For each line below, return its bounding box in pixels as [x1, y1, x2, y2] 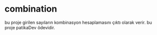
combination [4, 3, 57, 15]
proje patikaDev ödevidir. [4, 24, 55, 30]
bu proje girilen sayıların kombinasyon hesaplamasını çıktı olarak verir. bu [4, 19, 153, 25]
